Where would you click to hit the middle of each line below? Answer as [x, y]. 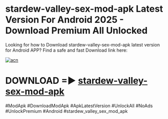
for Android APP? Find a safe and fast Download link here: [67, 50]
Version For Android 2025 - [65, 20]
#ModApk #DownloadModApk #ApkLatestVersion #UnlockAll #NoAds [79, 106]
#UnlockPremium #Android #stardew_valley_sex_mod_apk [67, 111]
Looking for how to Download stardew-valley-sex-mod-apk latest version [83, 44]
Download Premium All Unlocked [76, 31]
